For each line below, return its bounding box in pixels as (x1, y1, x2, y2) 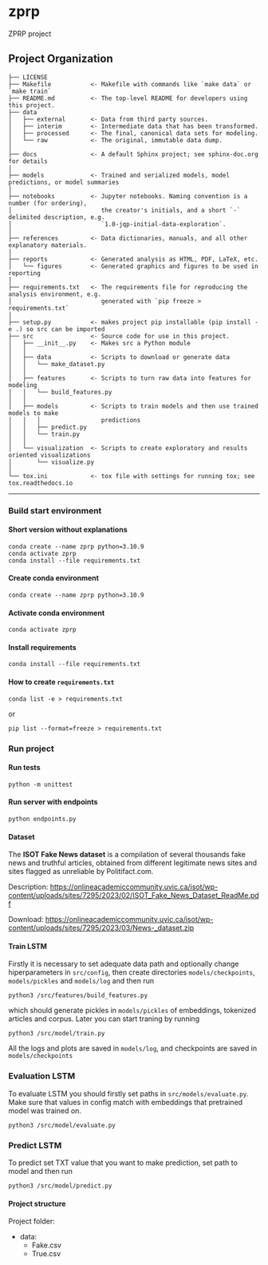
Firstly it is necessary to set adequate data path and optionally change (8, 959, 239, 969)
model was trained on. (8, 1106, 82, 1115)
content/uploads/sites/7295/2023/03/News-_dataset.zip (8, 923, 195, 933)
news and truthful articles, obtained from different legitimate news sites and (8, 858, 258, 868)
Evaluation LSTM (8, 1071, 76, 1082)
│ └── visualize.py (8, 458, 94, 466)
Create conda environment (8, 573, 100, 583)
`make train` (8, 87, 52, 95)
